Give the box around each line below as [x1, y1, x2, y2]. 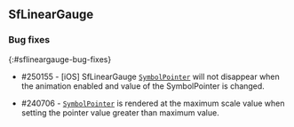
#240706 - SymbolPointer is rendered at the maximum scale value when [20, 98, 285, 108]
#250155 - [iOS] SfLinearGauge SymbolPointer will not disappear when [20, 71, 281, 82]
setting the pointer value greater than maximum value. [20, 107, 219, 118]
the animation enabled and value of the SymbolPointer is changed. [20, 80, 266, 91]
